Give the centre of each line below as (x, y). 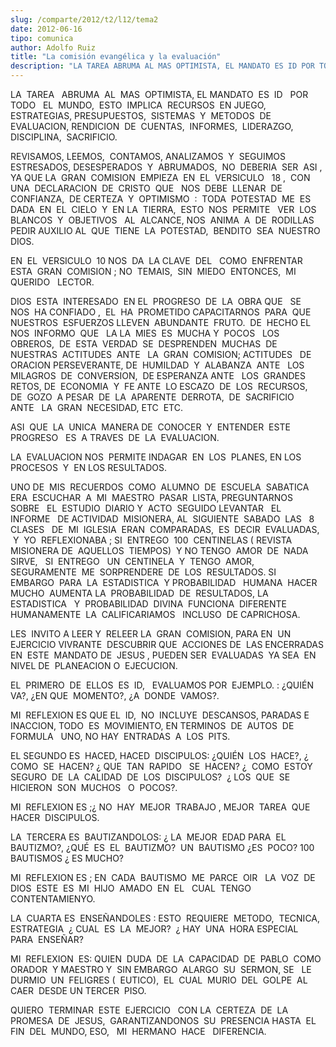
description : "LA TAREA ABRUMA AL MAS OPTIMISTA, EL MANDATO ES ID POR (162, 66)
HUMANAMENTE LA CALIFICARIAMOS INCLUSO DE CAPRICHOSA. (155, 614)
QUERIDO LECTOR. (52, 282)
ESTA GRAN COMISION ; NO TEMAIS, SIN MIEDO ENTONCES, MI (153, 271)
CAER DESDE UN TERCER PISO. (78, 990)
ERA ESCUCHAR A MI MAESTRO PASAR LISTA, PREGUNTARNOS (151, 497)
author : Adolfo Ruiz (53, 47)
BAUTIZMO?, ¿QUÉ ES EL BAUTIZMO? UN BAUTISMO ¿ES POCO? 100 (162, 847)
